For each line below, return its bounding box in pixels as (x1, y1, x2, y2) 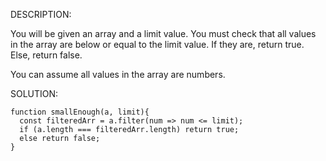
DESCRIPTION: (10, 9, 72, 20)
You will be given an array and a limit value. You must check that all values (10, 28, 317, 39)
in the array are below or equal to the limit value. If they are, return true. (10, 39, 305, 50)
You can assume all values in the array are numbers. (10, 69, 226, 80)
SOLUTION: (10, 88, 59, 99)
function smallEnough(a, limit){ (10, 107, 150, 117)
